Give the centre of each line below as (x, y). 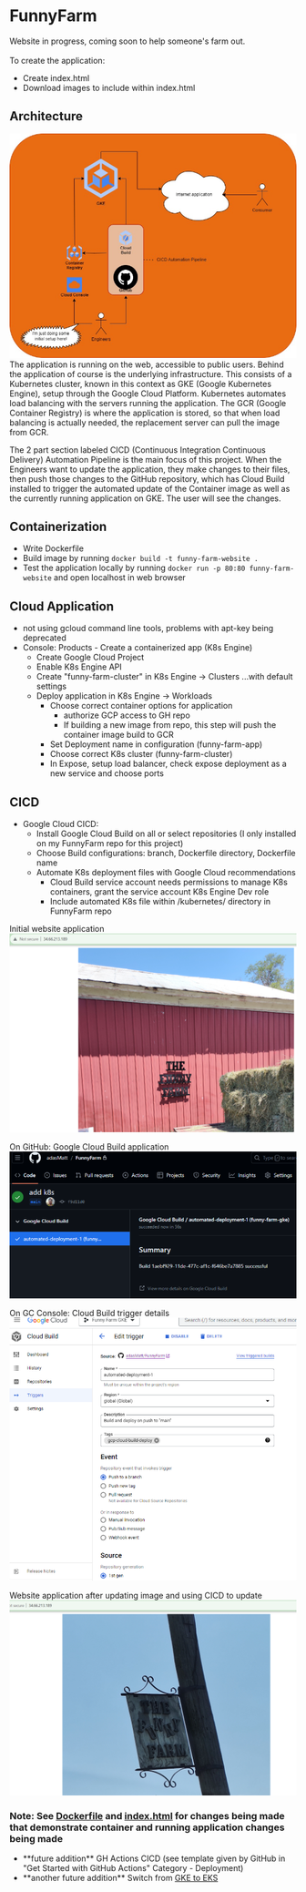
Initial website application (57, 929)
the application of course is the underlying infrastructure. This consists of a (151, 373)
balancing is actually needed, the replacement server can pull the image (145, 422)
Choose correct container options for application (141, 706)
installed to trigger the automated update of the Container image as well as (150, 488)
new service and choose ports (107, 773)
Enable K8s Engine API (79, 667)
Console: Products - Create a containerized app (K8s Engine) (138, 648)
